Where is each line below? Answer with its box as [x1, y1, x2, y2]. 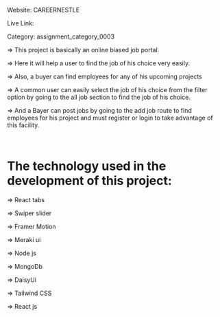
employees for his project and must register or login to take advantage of [7, 113, 214, 122]
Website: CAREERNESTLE [7, 6, 80, 14]
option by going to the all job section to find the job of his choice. [7, 93, 191, 101]
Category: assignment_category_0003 [7, 32, 115, 41]
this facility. [7, 121, 40, 129]
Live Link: [7, 19, 34, 27]
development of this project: [7, 173, 173, 188]
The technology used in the [7, 158, 167, 174]
